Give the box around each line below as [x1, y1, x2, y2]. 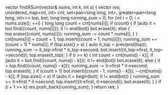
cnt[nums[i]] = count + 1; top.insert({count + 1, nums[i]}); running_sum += [5, 36, 157, 42]
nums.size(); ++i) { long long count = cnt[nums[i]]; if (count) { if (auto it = [5, 20, 156, 26]
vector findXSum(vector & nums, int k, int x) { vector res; [5, 4, 121, 10]
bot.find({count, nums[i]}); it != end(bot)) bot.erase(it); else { [5, 25, 130, 31]
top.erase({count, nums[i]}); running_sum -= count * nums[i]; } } [5, 31, 138, 36]
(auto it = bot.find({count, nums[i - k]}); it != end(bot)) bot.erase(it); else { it [5, 57, 160, 63]
